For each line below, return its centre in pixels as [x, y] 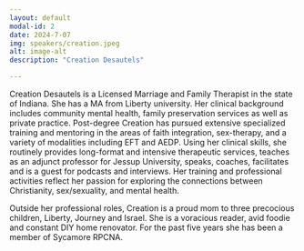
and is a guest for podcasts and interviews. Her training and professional [146, 171]
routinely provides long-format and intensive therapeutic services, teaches [149, 152]
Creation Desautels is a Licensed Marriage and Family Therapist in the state [151, 94]
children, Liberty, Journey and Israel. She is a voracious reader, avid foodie [150, 218]
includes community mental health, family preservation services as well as [149, 113]
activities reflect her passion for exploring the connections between [137, 181]
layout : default [40, 18]
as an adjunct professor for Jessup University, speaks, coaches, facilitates [149, 161]
